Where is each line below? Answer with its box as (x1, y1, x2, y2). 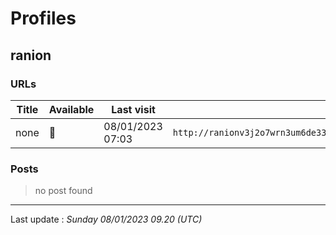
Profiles (10, 7, 77, 30)
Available (48, 102, 95, 116)
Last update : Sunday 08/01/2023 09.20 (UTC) (10, 213, 203, 226)
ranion (10, 47, 52, 64)
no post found (34, 185, 93, 197)
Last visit (111, 102, 156, 116)
